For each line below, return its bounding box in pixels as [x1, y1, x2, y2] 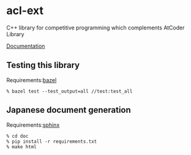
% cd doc [6, 133, 29, 139]
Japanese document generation [6, 105, 132, 115]
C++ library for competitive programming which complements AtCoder [6, 24, 185, 31]
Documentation [6, 42, 45, 50]
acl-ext [6, 4, 44, 18]
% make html [6, 143, 37, 150]
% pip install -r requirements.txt [6, 138, 97, 145]
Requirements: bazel [6, 76, 57, 83]
